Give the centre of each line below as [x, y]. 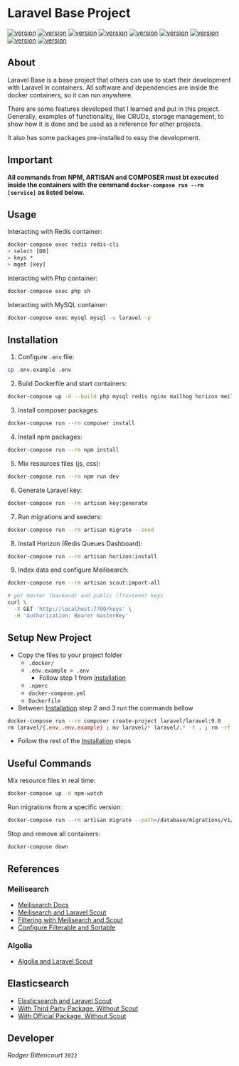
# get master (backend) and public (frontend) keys [85, 596]
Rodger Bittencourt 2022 [42, 1055]
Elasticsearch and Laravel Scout [65, 1001]
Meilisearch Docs [43, 905]
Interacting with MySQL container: [58, 304]
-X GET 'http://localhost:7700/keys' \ [73, 609]
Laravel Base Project [69, 13]
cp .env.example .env [39, 370]
